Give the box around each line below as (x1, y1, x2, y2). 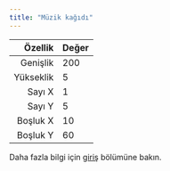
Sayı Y (27, 100, 54, 112)
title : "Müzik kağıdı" (9, 12, 93, 22)
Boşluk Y (16, 128, 54, 141)
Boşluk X (16, 114, 54, 126)
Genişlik (20, 56, 54, 69)
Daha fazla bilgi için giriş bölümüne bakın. (9, 151, 162, 162)
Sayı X (27, 85, 54, 98)
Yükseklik (13, 70, 54, 83)
